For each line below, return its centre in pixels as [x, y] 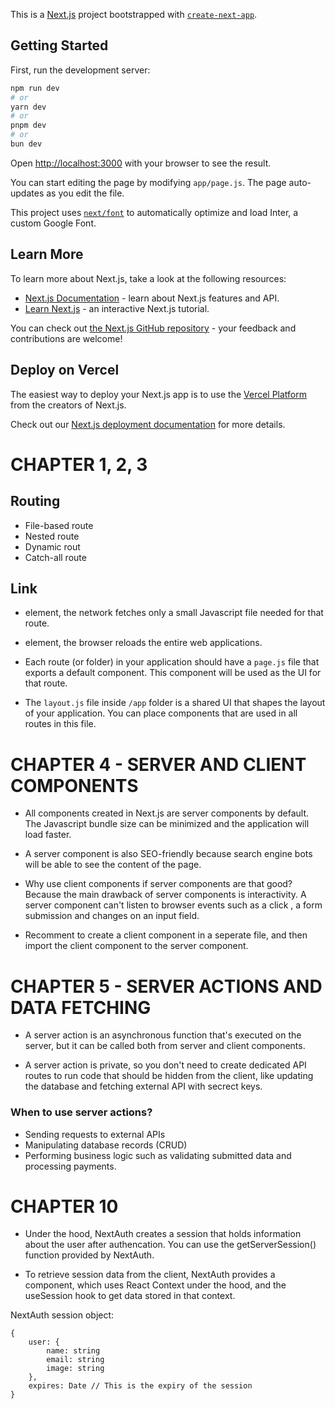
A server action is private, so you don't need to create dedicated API [165, 1065]
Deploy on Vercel [65, 370]
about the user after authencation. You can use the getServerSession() [170, 1245]
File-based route [59, 525]
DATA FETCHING [81, 1007]
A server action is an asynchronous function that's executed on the [163, 1035]
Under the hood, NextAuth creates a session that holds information [163, 1234]
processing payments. [70, 1166]
